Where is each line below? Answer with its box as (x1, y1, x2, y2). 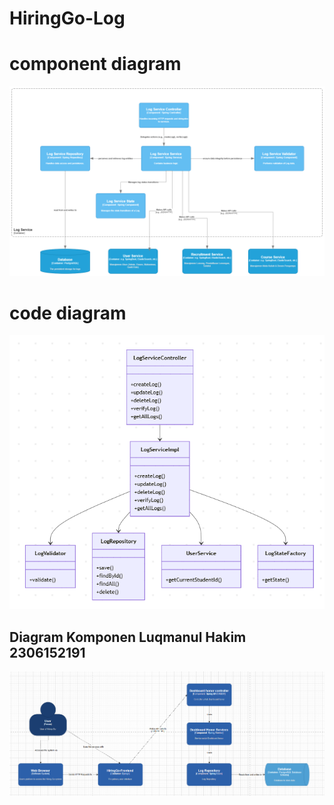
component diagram (9, 53, 182, 76)
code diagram (9, 302, 127, 324)
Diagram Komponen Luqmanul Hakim (9, 628, 247, 646)
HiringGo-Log (9, 7, 126, 30)
